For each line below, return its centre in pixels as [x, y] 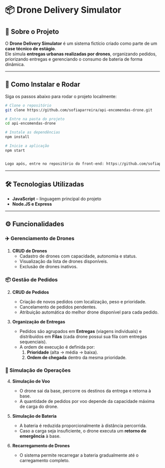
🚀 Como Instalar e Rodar [43, 85]
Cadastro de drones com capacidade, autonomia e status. [78, 256]
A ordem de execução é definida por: [57, 347]
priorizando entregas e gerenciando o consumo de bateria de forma [74, 59]
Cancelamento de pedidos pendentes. [58, 307]
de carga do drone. [39, 406]
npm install [17, 137]
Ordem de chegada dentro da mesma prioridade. [77, 358]
